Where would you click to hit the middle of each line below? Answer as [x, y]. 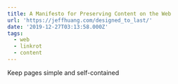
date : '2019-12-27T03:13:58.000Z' [58, 27]
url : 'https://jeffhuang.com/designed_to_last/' [80, 20]
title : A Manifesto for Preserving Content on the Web [89, 14]
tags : [15, 33]
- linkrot [28, 46]
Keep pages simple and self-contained [63, 72]
